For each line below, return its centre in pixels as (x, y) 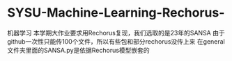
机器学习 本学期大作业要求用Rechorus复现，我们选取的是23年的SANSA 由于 (116, 33)
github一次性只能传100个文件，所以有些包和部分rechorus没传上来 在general (116, 41)
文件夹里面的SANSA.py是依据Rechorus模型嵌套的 (78, 50)
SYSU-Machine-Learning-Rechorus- (116, 13)
